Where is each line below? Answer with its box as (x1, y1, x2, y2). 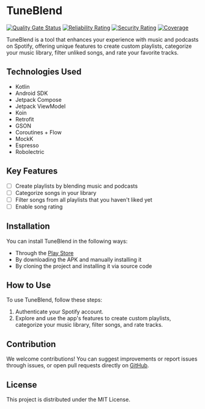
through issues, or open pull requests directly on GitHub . (6, 362, 149, 369)
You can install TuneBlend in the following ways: (6, 237, 128, 245)
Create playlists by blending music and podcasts (15, 182, 138, 189)
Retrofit (15, 115, 34, 123)
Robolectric (15, 148, 45, 155)
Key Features (6, 166, 58, 177)
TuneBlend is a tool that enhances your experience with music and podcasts (6, 36, 199, 43)
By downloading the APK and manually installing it (15, 256, 142, 263)
